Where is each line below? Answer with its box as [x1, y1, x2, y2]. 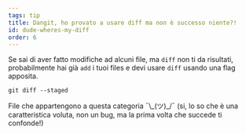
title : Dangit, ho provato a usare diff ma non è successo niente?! [8, 19, 237, 27]
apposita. [8, 71, 39, 81]
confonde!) [8, 118, 44, 128]
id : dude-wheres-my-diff [8, 26, 90, 34]
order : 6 [8, 33, 37, 42]
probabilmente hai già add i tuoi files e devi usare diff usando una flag [8, 63, 236, 73]
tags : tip [8, 11, 41, 20]
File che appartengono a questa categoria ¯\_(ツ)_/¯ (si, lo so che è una [8, 101, 238, 110]
